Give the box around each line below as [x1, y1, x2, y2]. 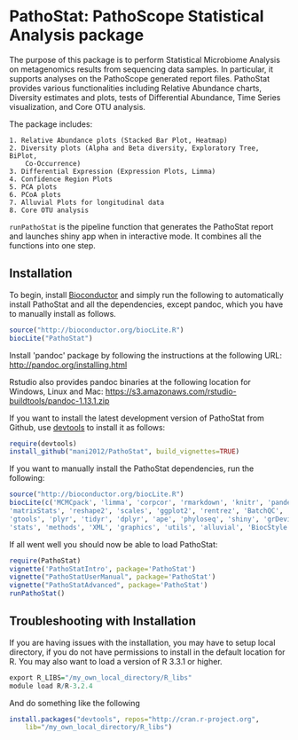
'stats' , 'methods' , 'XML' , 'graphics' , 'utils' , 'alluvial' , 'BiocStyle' [9, 523, 292, 531]
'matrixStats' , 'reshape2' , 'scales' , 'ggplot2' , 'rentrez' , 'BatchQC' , [9, 507, 284, 516]
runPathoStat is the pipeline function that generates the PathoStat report [9, 221, 274, 232]
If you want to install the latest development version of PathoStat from [9, 413, 264, 423]
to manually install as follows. [9, 308, 117, 319]
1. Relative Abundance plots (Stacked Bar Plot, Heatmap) [9, 136, 228, 145]
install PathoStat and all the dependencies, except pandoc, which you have [9, 299, 284, 310]
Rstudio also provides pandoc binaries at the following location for [9, 376, 251, 387]
